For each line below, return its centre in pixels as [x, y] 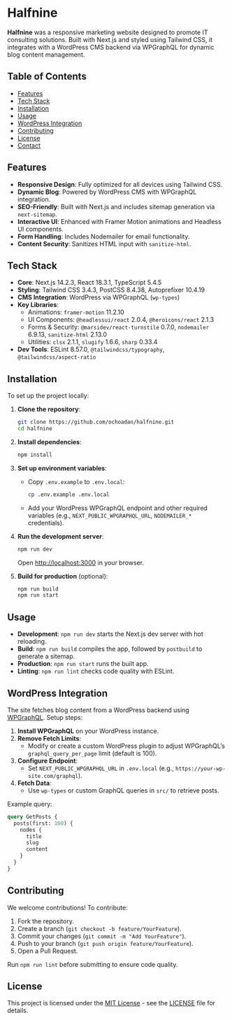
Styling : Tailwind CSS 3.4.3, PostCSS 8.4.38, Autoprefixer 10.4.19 [111, 290]
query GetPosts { [32, 816]
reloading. [32, 642]
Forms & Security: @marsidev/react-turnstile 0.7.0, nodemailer [118, 327]
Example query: [30, 804]
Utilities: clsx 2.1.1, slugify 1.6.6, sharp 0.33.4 [93, 342]
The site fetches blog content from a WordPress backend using [99, 710]
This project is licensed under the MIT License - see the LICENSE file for [111, 1003]
